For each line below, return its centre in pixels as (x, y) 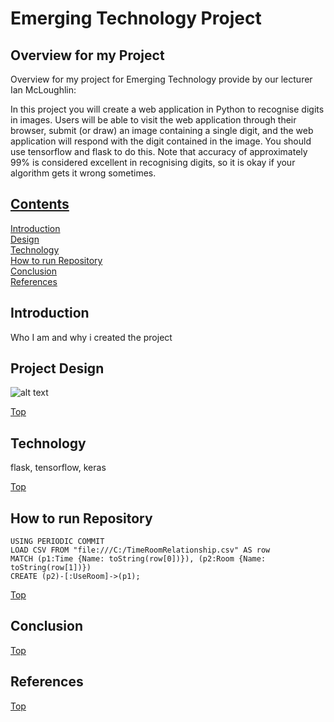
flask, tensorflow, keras (58, 468)
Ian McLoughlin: (43, 90)
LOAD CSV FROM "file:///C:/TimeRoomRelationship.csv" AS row (140, 550)
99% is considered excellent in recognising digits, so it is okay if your (153, 162)
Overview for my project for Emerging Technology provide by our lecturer (161, 79)
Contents (40, 204)
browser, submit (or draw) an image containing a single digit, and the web (162, 130)
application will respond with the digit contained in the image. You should (161, 141)
